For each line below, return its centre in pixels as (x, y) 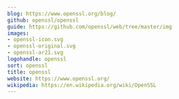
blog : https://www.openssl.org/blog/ (62, 14)
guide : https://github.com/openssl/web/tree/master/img (89, 26)
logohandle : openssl (37, 59)
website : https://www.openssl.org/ (59, 78)
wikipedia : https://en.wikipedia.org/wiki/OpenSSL (82, 85)
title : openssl (29, 72)
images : (18, 33)
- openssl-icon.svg (35, 40)
